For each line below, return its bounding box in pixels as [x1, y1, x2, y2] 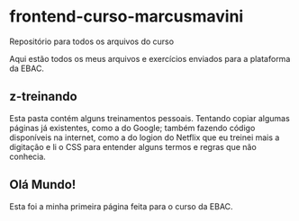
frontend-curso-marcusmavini [9, 6, 244, 27]
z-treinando [9, 89, 78, 104]
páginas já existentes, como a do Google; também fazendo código [9, 122, 256, 133]
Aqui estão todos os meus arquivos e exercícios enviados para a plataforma [9, 53, 291, 64]
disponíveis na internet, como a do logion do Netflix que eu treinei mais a [9, 132, 280, 143]
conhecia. [9, 151, 47, 162]
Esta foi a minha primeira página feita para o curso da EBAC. [9, 200, 233, 212]
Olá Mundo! [9, 177, 77, 192]
